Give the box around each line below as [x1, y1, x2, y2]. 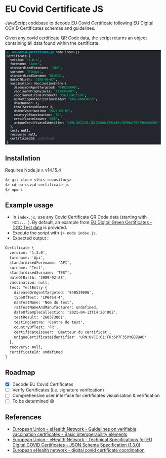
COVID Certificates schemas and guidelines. [5, 25, 95, 31]
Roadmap [5, 368, 36, 377]
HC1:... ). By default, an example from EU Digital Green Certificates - [12, 220, 152, 226]
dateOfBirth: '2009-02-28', [9, 275, 68, 280]
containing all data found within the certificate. [5, 40, 100, 46]
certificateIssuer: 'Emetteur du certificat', [14, 330, 112, 335]
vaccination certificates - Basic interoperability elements [12, 431, 127, 438]
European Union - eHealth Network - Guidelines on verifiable [12, 426, 137, 432]
